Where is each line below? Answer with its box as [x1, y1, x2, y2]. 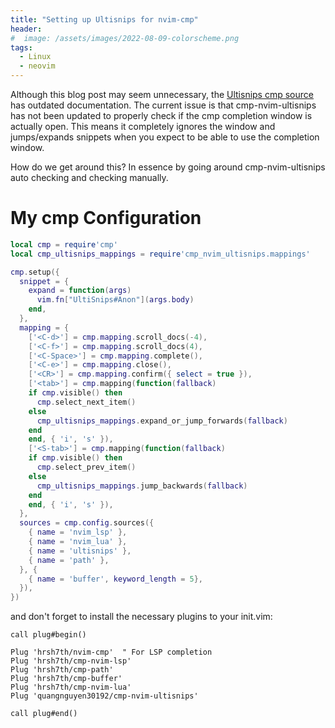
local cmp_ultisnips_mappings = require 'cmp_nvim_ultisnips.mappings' [10, 249, 311, 259]
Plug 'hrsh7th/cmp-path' [10, 665, 114, 675]
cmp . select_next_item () [36, 397, 137, 407]
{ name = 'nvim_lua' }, [28, 537, 128, 547]
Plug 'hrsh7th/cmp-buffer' [10, 674, 123, 684]
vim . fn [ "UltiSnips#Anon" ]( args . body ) [36, 295, 195, 305]
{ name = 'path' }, [28, 555, 110, 565]
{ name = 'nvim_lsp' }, [28, 527, 128, 538]
